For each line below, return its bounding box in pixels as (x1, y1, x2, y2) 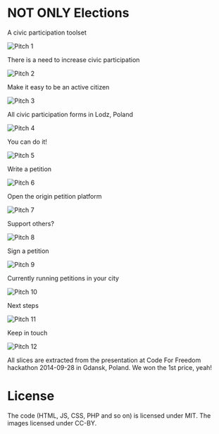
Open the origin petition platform (7, 192, 102, 200)
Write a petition (7, 164, 51, 173)
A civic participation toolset (7, 28, 87, 37)
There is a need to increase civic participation (7, 55, 140, 64)
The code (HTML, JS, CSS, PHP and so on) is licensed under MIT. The (7, 411, 211, 420)
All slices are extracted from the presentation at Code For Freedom (7, 356, 201, 364)
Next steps (7, 301, 39, 309)
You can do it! (7, 137, 48, 146)
